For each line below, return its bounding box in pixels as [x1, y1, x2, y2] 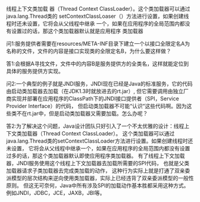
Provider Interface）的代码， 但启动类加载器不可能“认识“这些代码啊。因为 [6, 103, 187, 109]
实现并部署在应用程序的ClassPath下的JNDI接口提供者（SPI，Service [11, 95, 180, 102]
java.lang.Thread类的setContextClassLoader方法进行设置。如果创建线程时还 [6, 137, 193, 144]
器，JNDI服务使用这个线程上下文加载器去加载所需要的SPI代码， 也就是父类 [6, 160, 190, 166]
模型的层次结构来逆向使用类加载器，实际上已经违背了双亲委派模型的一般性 [11, 175, 194, 181]
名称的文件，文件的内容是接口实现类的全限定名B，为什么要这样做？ [6, 48, 171, 55]
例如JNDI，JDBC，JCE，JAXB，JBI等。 [6, 190, 105, 196]
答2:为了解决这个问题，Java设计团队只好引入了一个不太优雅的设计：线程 [6, 122, 185, 130]
